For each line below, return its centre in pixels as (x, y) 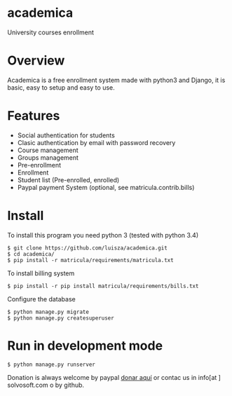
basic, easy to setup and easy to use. (61, 87)
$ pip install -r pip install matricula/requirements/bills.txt (103, 286)
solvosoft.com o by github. (46, 385)
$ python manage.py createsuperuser (61, 318)
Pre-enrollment (39, 165)
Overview (36, 61)
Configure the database (41, 299)
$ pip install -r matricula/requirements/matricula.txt (90, 260)
